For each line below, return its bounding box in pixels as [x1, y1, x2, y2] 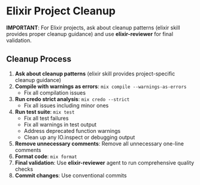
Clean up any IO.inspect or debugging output [23, 134, 135, 141]
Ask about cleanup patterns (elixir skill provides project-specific [14, 70, 175, 77]
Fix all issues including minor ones [23, 102, 109, 109]
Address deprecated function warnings [23, 127, 121, 134]
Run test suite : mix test [14, 108, 75, 115]
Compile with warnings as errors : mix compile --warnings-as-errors [14, 83, 187, 90]
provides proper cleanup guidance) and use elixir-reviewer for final [6, 30, 174, 37]
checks [14, 165, 34, 172]
